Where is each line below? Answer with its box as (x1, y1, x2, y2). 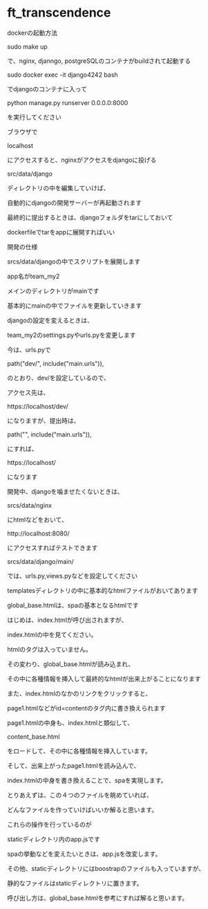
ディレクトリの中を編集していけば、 (7, 183, 110, 192)
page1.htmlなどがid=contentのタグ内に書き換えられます (7, 704, 166, 712)
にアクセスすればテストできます (7, 543, 98, 551)
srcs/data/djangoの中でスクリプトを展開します (7, 257, 140, 266)
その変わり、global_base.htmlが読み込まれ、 (7, 659, 135, 668)
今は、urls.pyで (7, 345, 51, 353)
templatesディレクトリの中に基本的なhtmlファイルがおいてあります (7, 586, 198, 594)
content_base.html (7, 732, 60, 741)
